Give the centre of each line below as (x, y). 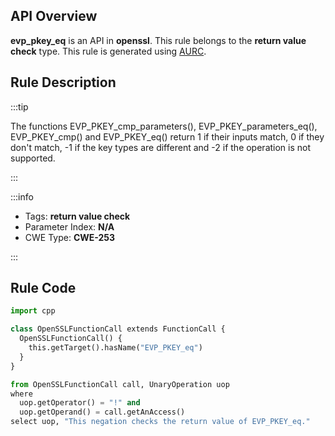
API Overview (54, 16)
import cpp (33, 311)
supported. (33, 158)
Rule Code (43, 288)
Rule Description (63, 82)
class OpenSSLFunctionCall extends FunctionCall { (118, 329)
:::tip (19, 106)
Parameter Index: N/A (69, 226)
